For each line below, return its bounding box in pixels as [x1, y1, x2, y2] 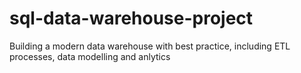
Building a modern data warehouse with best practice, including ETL [9, 40, 291, 52]
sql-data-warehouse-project [9, 7, 254, 30]
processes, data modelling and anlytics [9, 50, 171, 62]
